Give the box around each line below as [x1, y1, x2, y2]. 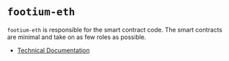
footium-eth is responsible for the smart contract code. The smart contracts [7, 25, 223, 34]
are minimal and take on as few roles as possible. [7, 33, 146, 41]
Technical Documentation [17, 46, 90, 54]
